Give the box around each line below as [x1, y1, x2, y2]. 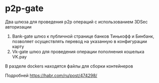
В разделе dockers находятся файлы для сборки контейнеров [5, 63, 133, 69]
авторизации [5, 24, 32, 29]
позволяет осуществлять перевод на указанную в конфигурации [12, 38, 147, 44]
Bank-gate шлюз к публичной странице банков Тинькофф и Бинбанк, [12, 33, 155, 39]
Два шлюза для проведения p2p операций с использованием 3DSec [5, 19, 148, 25]
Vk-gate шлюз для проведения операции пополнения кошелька [12, 49, 144, 55]
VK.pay [12, 54, 27, 59]
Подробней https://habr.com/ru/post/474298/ [5, 72, 97, 78]
